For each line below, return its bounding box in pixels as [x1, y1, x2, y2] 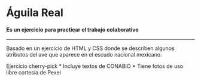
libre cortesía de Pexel [6, 69, 61, 76]
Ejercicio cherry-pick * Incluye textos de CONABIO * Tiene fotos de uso [6, 63, 184, 70]
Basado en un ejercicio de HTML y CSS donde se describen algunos [6, 45, 175, 52]
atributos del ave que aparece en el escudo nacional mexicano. [6, 51, 163, 58]
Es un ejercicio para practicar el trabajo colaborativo [6, 26, 139, 33]
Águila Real [6, 6, 64, 20]
